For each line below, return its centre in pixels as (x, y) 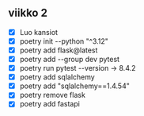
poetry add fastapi (50, 104)
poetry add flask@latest (59, 50)
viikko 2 (28, 13)
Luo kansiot (38, 32)
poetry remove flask (52, 95)
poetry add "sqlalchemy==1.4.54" (75, 86)
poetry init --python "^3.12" (64, 41)
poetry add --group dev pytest (70, 59)
